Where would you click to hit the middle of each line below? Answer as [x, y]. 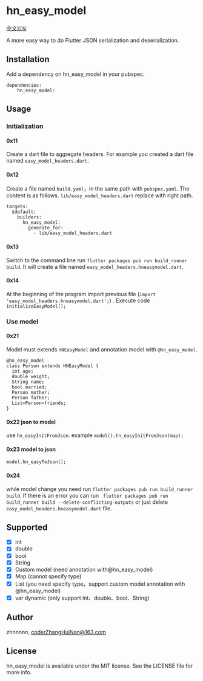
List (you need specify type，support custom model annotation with [100, 584]
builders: [30, 217]
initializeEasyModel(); [36, 306]
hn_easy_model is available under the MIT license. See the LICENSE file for [100, 666]
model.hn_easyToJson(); [36, 462]
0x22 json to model [31, 422]
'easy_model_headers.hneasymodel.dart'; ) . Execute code [78, 300]
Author [20, 618]
